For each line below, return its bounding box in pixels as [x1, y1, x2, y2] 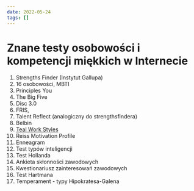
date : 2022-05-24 [7, 9, 51, 15]
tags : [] [7, 15, 29, 21]
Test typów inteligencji [15, 145, 73, 153]
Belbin [15, 120, 32, 127]
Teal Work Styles [15, 126, 59, 133]
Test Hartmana [15, 171, 54, 179]
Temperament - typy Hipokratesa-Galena [15, 178, 120, 185]
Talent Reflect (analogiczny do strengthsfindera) [15, 113, 138, 120]
